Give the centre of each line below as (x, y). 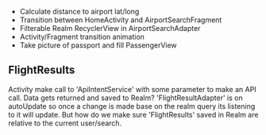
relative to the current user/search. (65, 123)
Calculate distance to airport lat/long (79, 12)
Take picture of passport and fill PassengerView (98, 45)
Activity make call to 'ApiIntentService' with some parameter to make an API (132, 89)
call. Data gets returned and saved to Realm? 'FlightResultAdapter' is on (126, 98)
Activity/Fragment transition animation (82, 37)
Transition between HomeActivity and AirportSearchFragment (121, 20)
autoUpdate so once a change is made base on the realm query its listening (132, 106)
